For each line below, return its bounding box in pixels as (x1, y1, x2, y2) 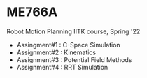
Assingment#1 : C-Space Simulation (16, 40, 120, 49)
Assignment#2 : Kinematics (16, 48, 97, 56)
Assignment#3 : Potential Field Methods (16, 55, 132, 63)
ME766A (6, 4, 58, 20)
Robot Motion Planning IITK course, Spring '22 (6, 27, 141, 36)
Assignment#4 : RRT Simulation (16, 63, 108, 71)
